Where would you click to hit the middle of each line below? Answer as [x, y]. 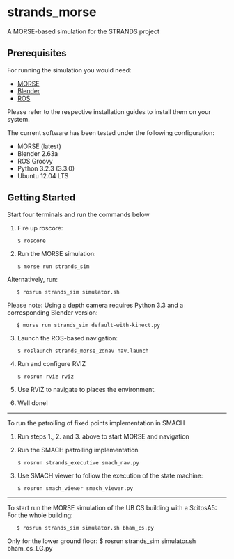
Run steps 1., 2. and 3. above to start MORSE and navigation [103, 436]
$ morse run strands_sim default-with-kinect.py [88, 325]
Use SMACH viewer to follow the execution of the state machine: [110, 475]
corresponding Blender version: [53, 312]
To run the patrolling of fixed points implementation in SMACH [96, 423]
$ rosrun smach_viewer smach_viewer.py [75, 488]
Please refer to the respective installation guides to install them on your [109, 111]
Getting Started [41, 198]
